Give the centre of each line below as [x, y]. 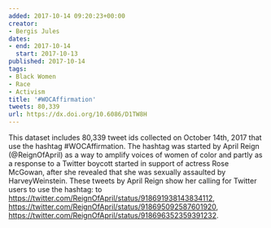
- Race [20, 84]
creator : [23, 24]
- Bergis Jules [34, 31]
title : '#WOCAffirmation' [52, 99]
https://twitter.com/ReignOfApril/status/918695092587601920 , [114, 207]
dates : [20, 39]
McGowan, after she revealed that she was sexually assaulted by [117, 172]
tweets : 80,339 [34, 107]
